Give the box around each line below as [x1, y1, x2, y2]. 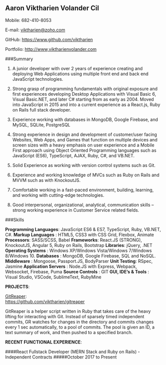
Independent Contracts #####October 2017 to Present [5, 354, 117, 360]
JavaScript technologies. [12, 76, 63, 82]
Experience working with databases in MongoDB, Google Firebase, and [12, 117, 159, 122]
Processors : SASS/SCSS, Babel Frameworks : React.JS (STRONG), [5, 237, 142, 243]
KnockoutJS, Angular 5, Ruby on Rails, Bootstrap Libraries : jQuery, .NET [5, 242, 153, 248]
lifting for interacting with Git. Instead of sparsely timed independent [5, 313, 145, 319]
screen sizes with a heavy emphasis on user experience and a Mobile [12, 142, 155, 148]
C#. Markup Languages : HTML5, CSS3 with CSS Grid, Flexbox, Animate [5, 232, 155, 238]
